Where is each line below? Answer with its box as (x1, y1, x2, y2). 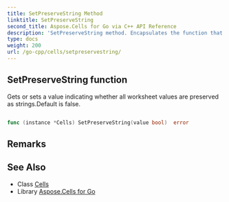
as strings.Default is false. (7, 99, 81, 108)
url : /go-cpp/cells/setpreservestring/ (7, 49, 122, 56)
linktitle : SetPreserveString (7, 17, 94, 23)
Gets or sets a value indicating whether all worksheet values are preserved (7, 92, 219, 101)
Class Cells (17, 180, 50, 188)
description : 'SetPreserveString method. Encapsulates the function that (7, 29, 223, 37)
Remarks (7, 138, 47, 150)
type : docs (7, 36, 39, 43)
